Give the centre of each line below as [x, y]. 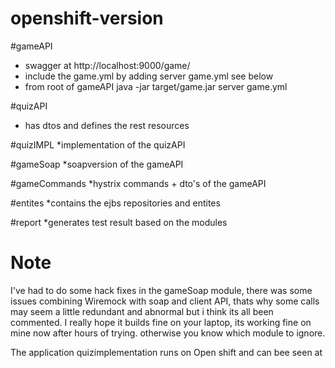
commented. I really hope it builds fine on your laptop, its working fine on [161, 322]
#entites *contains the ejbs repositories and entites [115, 203]
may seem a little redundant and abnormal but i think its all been [142, 311]
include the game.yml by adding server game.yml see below [149, 76]
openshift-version [87, 18]
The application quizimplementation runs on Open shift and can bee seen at [166, 352]
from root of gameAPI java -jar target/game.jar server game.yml [156, 86]
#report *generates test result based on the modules [119, 222]
